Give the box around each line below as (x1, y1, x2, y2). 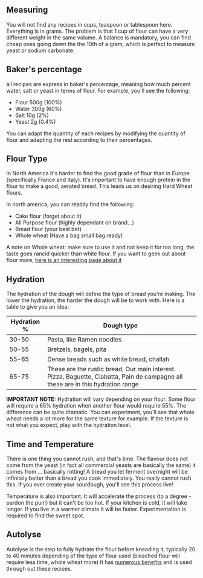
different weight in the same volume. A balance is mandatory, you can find (6, 33, 192, 41)
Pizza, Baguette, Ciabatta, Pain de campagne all (47, 372, 183, 381)
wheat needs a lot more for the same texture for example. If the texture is (6, 415, 188, 422)
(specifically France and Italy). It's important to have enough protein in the (6, 176, 191, 184)
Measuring (6, 5, 48, 15)
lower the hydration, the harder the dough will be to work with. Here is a (6, 297, 185, 304)
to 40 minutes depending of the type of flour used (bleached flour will (6, 552, 180, 559)
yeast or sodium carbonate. (6, 47, 75, 54)
